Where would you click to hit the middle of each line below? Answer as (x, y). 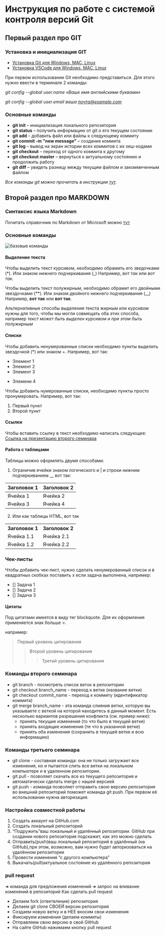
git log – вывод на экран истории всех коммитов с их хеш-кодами (82, 146)
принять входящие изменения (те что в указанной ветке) (80, 726)
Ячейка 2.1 (56, 536)
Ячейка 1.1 (21, 536)
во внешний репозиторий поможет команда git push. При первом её (85, 792)
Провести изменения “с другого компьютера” (61, 857)
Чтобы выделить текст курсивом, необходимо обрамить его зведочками (82, 268)
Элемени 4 (24, 381)
